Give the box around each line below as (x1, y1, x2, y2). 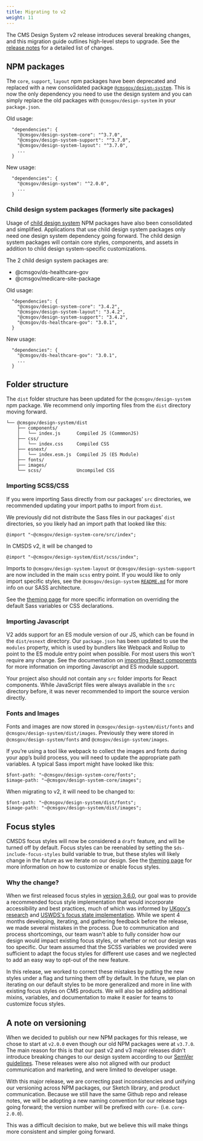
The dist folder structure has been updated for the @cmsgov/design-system (6, 395, 192, 403)
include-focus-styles (6, 852, 61, 858)
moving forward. (6, 408, 47, 415)
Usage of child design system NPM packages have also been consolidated (6, 219, 193, 226)
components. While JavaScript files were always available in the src (6, 682, 175, 689)
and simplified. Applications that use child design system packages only (6, 225, 186, 233)
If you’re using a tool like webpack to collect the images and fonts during (6, 748, 187, 755)
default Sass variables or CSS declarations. (6, 602, 114, 609)
